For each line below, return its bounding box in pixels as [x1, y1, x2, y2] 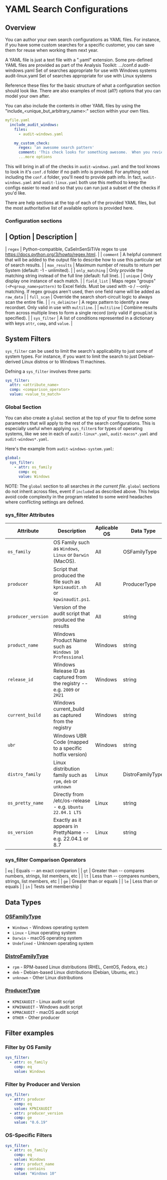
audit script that [53, 610, 90, 617]
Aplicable [95, 524, 118, 531]
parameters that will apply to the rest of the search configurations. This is [5, 420, 156, 426]
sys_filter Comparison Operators [5, 856, 86, 863]
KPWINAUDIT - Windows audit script [12, 1004, 83, 1010]
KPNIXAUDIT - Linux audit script [12, 998, 75, 1004]
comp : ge [14, 1115, 32, 1121]
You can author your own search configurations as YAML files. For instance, [5, 36, 161, 42]
